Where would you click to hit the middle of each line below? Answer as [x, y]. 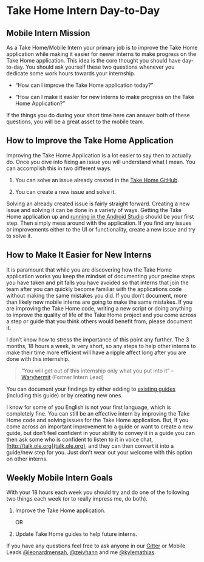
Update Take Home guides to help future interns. [76, 534]
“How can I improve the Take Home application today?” [84, 85]
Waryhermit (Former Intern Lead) [63, 377]
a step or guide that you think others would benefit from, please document [99, 321]
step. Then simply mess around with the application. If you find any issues [99, 223]
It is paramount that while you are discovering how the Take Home [89, 269]
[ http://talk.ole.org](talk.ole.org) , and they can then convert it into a [90, 446]
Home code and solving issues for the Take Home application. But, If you [97, 420]
